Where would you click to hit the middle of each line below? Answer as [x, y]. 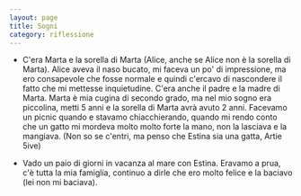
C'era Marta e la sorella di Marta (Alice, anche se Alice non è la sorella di [156, 60]
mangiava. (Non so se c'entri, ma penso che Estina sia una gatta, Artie [152, 137]
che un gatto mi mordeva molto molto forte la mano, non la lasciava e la [155, 127]
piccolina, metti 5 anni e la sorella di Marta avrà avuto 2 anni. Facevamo [155, 108]
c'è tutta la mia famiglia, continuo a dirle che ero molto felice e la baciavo [157, 173]
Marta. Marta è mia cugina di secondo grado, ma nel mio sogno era [147, 98]
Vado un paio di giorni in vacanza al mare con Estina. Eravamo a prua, [151, 164]
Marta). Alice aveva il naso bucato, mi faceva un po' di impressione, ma [154, 69]
